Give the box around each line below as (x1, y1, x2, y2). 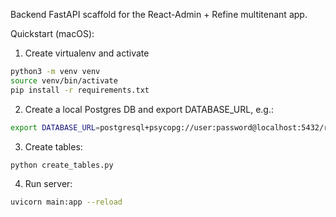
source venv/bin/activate (10, 75, 118, 86)
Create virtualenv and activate (24, 47, 150, 59)
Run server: (24, 178, 73, 190)
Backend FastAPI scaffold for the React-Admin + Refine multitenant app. (10, 9, 308, 20)
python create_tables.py (10, 160, 114, 170)
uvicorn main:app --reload (10, 197, 123, 208)
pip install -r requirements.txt (10, 85, 150, 95)
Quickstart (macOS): (10, 28, 95, 39)
